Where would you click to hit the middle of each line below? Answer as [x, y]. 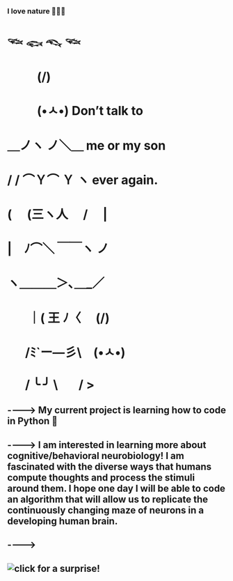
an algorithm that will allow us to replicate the [108, 499]
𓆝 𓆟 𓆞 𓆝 [44, 44]
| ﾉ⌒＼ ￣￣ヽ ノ [58, 249]
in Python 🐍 [32, 421]
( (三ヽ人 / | [57, 215]
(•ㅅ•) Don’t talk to [90, 111]
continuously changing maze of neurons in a [106, 510]
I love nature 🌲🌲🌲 [37, 11]
